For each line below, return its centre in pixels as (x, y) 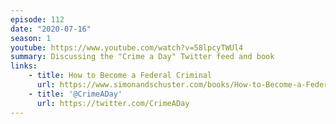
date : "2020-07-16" (51, 29)
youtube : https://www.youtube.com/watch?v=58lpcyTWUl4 (127, 47)
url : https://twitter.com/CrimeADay (113, 103)
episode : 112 (37, 19)
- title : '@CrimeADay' (75, 94)
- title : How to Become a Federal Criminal (120, 76)
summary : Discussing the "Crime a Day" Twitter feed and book (142, 57)
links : (24, 66)
